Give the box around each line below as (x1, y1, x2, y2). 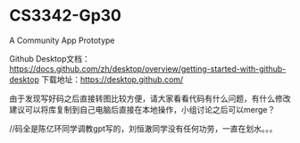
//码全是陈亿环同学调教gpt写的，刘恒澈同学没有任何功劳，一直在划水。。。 (9, 122, 278, 134)
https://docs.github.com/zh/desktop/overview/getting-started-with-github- (9, 63, 287, 74)
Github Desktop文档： (9, 53, 91, 63)
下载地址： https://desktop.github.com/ (41, 73, 184, 85)
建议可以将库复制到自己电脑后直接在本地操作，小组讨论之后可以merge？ (9, 104, 276, 114)
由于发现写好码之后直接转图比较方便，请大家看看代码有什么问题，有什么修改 (9, 93, 291, 104)
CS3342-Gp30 (9, 5, 122, 26)
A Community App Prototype (9, 35, 115, 46)
